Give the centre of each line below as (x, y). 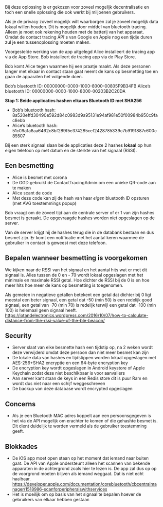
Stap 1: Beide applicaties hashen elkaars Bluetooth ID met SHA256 (73, 101)
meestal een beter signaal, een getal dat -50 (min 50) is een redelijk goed (79, 300)
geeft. (18, 431)
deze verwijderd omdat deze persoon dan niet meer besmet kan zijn (81, 352)
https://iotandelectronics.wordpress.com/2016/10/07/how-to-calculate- (77, 315)
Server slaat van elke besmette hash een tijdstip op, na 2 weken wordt (82, 348)
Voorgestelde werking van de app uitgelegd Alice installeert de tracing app (80, 52)
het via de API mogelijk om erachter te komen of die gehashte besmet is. (85, 421)
